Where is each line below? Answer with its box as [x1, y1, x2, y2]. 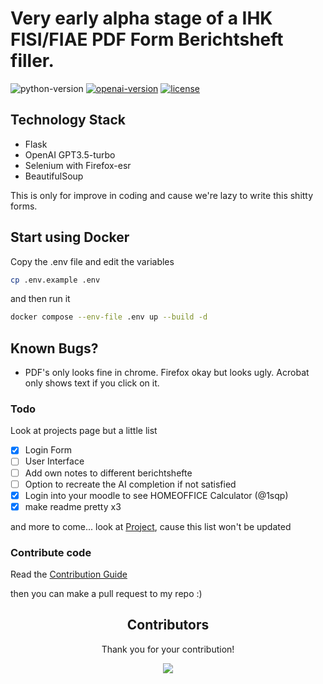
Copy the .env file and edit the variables [10, 255, 175, 267]
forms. [10, 200, 38, 212]
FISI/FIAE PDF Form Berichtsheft [10, 28, 284, 51]
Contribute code [10, 545, 92, 559]
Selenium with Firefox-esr [24, 159, 132, 171]
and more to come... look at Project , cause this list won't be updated [10, 520, 292, 532]
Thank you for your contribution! [101, 643, 235, 655]
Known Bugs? [10, 340, 99, 357]
